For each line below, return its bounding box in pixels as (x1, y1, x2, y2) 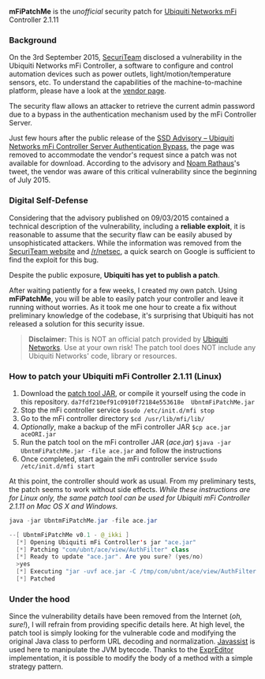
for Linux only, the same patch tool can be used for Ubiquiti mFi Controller (9, 493, 251, 502)
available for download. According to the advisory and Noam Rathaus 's (9, 159, 241, 168)
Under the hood (9, 593, 70, 604)
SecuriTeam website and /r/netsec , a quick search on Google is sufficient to (9, 246, 256, 256)
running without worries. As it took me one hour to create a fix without (9, 302, 237, 312)
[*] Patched (16, 575, 56, 583)
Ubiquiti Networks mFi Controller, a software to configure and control (9, 61, 233, 70)
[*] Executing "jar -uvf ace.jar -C (16, 568, 136, 576)
